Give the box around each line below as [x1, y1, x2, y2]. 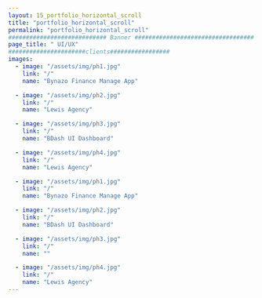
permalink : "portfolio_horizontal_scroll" [8, 26, 149, 34]
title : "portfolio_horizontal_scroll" [8, 19, 135, 27]
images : [8, 56, 34, 64]
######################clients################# [8, 48, 170, 56]
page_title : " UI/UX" [8, 41, 79, 49]
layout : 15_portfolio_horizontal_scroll [8, 11, 143, 20]
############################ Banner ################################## [8, 33, 255, 42]
